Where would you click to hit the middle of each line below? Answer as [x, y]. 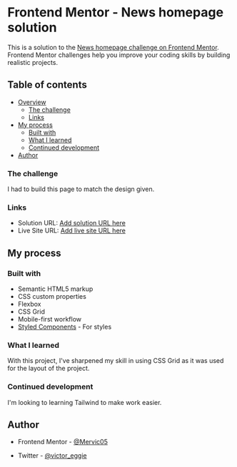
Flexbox [29, 304]
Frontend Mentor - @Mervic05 [63, 442]
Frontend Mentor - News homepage [115, 12]
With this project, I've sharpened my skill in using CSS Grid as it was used [116, 361]
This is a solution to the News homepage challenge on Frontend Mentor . [113, 47]
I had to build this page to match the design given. [81, 189]
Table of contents [47, 85]
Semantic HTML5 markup [55, 289]
